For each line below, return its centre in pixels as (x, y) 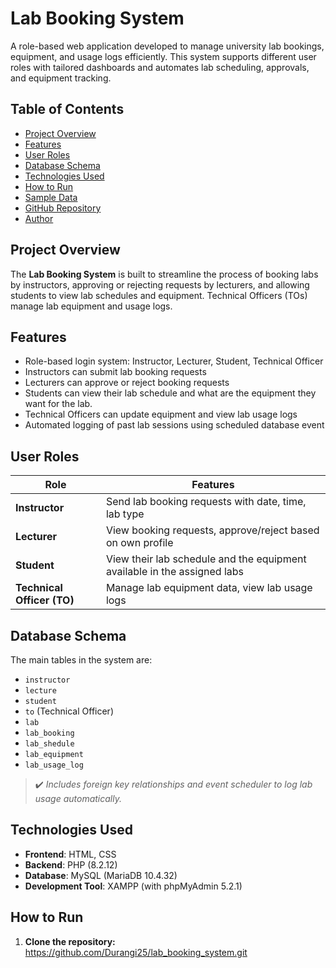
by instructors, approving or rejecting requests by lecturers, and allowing (160, 284)
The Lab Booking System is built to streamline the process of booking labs (164, 274)
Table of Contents (67, 109)
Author (39, 218)
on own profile (139, 543)
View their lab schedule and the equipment (206, 559)
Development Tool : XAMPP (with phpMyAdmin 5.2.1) (133, 886)
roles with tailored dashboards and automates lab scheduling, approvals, (160, 67)
